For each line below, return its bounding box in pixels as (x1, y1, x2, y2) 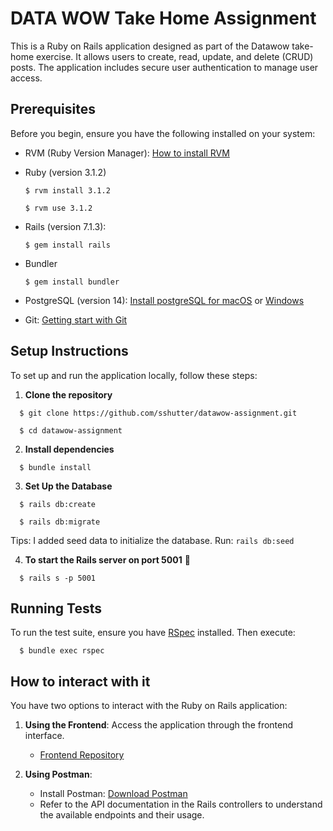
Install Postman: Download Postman (39, 788, 188, 800)
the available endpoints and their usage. (39, 809, 205, 821)
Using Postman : (24, 768, 93, 781)
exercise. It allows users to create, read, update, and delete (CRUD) (36, 50, 314, 62)
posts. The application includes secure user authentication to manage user (10, 61, 319, 73)
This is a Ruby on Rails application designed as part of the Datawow (10, 40, 290, 52)
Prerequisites (10, 101, 96, 118)
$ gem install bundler (24, 277, 120, 287)
